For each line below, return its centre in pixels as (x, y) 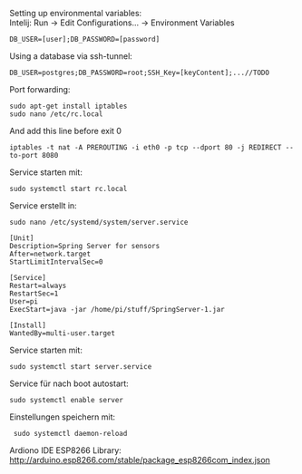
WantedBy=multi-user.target (63, 334)
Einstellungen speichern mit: (63, 417)
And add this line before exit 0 (66, 131)
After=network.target (50, 254)
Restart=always (38, 285)
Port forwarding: (40, 89)
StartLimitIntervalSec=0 (56, 262)
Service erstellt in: (43, 206)
